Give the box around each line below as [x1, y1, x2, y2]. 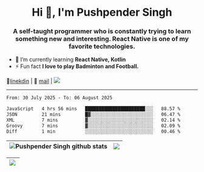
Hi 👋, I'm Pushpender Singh [32, 5, 172, 19]
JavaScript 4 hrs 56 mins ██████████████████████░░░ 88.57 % [6, 106, 181, 112]
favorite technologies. [69, 42, 135, 51]
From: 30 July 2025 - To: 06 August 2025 [6, 95, 113, 101]
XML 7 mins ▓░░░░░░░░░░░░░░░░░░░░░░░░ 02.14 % [6, 117, 181, 124]
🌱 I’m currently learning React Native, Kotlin [15, 56, 126, 63]
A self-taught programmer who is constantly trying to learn [13, 27, 191, 36]
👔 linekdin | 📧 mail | [6, 78, 53, 85]
